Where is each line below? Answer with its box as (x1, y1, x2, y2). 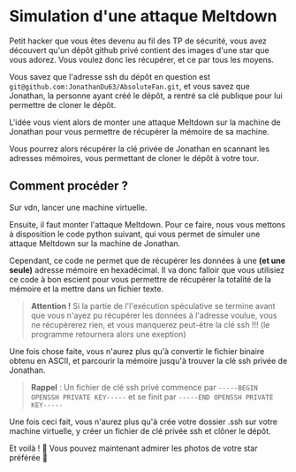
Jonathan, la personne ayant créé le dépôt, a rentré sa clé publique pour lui (9, 90, 283, 101)
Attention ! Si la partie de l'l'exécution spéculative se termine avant (30, 300, 276, 311)
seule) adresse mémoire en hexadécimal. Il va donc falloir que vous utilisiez (9, 264, 285, 275)
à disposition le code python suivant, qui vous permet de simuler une (9, 228, 261, 239)
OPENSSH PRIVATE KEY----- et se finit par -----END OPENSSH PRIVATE (30, 391, 274, 402)
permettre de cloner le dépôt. (9, 99, 117, 110)
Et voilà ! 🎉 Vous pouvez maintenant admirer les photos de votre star (9, 443, 258, 453)
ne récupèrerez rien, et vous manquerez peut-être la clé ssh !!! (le (30, 319, 270, 329)
